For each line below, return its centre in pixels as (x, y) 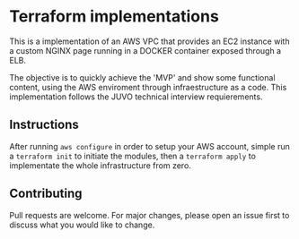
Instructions (44, 125)
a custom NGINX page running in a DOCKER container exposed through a (145, 50)
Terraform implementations (114, 17)
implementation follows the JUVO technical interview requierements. (136, 97)
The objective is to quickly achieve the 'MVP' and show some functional (142, 77)
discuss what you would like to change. (82, 225)
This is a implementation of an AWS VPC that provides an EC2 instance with (149, 41)
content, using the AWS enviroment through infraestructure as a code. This (148, 87)
